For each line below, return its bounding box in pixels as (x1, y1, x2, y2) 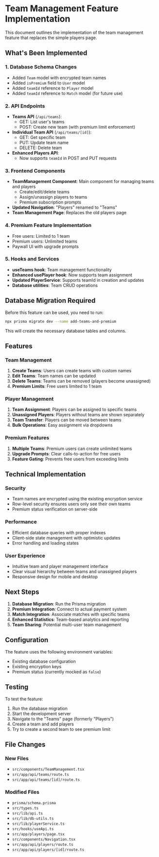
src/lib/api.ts (12, 811, 43, 816)
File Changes (5, 740, 46, 748)
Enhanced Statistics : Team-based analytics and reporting (12, 616, 129, 622)
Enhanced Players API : (12, 150, 59, 156)
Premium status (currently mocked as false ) (12, 669, 101, 675)
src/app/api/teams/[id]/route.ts (12, 777, 80, 783)
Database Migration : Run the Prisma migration (12, 601, 106, 607)
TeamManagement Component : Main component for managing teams (12, 179, 154, 184)
